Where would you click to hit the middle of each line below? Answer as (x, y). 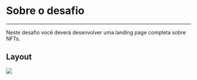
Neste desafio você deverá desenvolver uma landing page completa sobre (96, 32)
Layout (19, 57)
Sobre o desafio (45, 11)
